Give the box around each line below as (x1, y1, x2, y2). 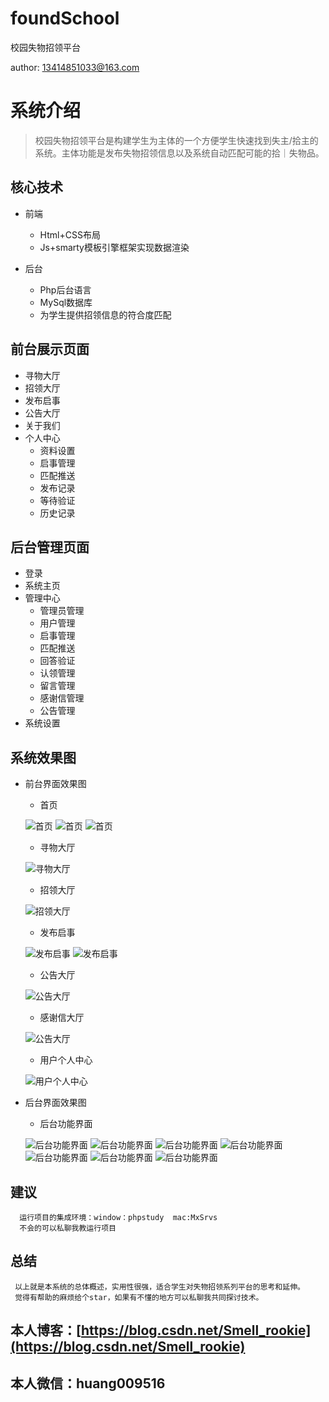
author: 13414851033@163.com (10, 61, 140, 73)
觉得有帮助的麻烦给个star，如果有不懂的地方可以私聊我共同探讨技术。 (14, 1292, 264, 1302)
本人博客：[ (10, 1322, 82, 1339)
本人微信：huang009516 (10, 1375, 166, 1392)
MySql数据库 (39, 296, 93, 308)
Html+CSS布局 (39, 228, 101, 241)
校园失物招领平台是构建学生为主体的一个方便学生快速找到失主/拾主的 (34, 134, 319, 146)
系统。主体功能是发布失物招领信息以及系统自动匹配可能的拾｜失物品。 (34, 147, 325, 159)
